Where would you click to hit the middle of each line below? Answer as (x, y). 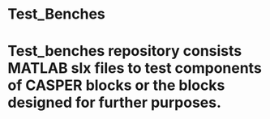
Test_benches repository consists (125, 51)
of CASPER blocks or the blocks (116, 85)
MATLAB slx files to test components (135, 68)
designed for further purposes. (115, 103)
